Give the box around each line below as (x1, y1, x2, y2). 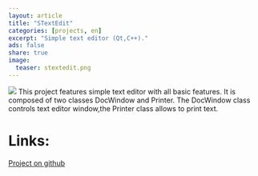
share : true (8, 49, 48, 57)
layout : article (8, 11, 62, 20)
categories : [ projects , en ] (8, 26, 103, 34)
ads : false (8, 42, 45, 50)
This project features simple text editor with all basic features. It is (18, 86, 236, 96)
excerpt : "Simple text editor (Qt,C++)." (8, 34, 149, 42)
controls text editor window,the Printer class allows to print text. (8, 103, 219, 113)
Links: (8, 131, 50, 150)
